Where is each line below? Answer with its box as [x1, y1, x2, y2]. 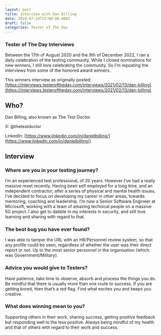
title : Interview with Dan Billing [5, 12, 77, 16]
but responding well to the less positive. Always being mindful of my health [5, 319, 155, 325]
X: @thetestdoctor [5, 124, 42, 129]
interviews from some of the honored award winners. [5, 67, 111, 73]
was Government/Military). [5, 253, 58, 258]
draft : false [5, 20, 31, 26]
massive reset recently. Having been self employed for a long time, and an [5, 183, 153, 189]
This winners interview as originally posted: [5, 77, 92, 83]
